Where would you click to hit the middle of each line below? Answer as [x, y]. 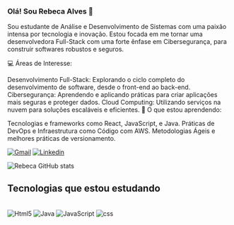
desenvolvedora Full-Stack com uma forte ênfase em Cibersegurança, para [117, 42]
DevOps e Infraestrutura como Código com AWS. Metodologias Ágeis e [111, 131]
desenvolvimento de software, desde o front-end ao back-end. [99, 87]
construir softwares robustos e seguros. [66, 50]
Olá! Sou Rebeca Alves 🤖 [51, 11]
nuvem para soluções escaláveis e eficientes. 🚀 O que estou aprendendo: [115, 110]
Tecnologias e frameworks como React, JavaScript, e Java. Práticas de [111, 124]
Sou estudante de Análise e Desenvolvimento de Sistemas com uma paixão [117, 27]
